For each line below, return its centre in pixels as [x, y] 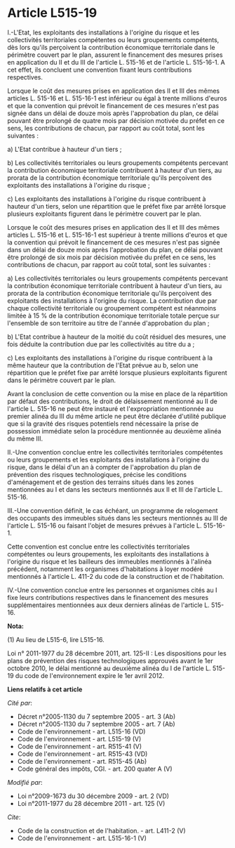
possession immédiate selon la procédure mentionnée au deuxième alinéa [114, 431]
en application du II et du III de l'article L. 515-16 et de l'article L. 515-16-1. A [116, 62]
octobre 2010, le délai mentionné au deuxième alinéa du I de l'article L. [109, 668]
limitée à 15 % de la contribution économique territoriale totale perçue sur [113, 315]
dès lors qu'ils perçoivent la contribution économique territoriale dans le [111, 47]
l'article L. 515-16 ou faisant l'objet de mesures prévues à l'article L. [105, 526]
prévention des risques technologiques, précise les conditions [97, 474]
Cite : [14, 817]
